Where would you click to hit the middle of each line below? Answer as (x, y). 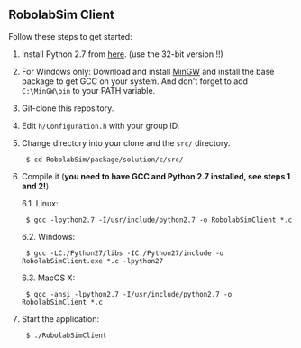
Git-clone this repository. (68, 108)
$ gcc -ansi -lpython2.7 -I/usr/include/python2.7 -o (129, 294)
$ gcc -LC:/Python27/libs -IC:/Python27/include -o (125, 253)
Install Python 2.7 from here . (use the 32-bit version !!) (123, 54)
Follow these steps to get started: (70, 36)
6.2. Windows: (48, 236)
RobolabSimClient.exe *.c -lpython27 (92, 261)
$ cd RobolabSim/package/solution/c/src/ (105, 160)
